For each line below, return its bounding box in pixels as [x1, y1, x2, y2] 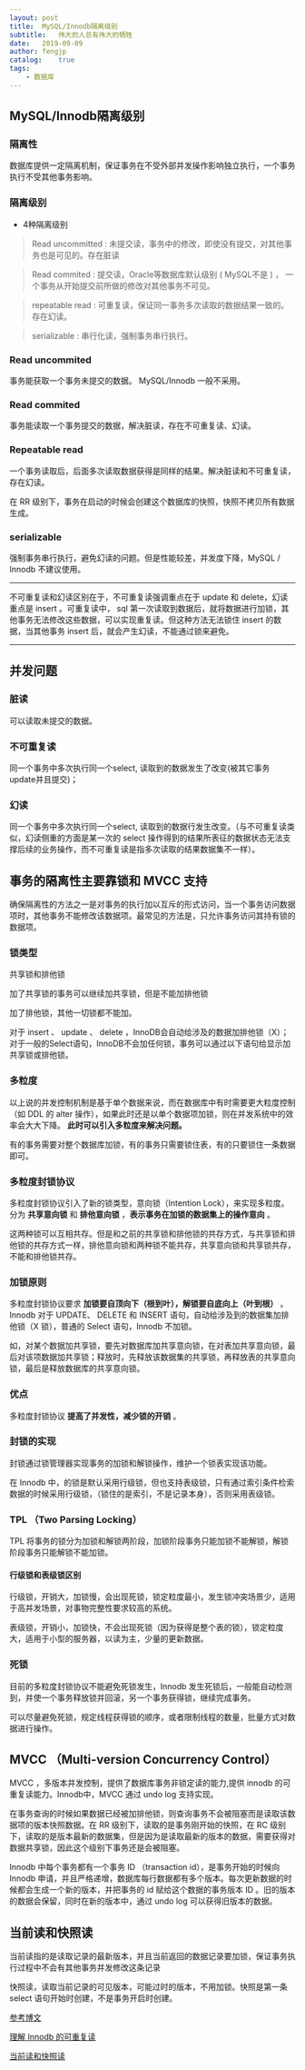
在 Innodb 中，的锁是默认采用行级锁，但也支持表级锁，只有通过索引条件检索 [9, 1477, 295, 1488]
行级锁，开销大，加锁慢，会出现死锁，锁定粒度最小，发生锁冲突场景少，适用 [9, 1591, 296, 1602]
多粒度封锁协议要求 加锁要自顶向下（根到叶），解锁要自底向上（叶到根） [9, 1299, 279, 1309]
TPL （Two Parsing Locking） [9, 1513, 143, 1526]
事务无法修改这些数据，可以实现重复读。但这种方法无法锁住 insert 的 [16, 614, 274, 625]
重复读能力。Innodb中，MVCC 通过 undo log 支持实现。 [9, 1789, 219, 1800]
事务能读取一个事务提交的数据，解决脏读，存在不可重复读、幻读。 [9, 420, 256, 432]
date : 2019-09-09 [9, 38, 84, 48]
